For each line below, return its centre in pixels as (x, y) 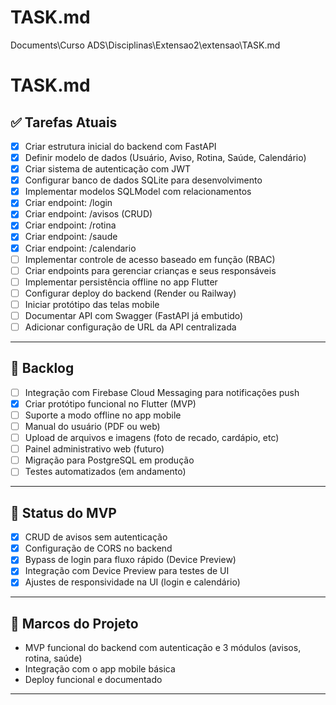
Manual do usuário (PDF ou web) (92, 426)
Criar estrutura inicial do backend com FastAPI (120, 146)
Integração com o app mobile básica (100, 669)
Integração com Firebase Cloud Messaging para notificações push (162, 392)
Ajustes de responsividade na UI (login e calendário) (132, 582)
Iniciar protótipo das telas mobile (92, 304)
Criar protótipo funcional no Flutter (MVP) (110, 403)
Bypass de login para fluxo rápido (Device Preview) (130, 560)
